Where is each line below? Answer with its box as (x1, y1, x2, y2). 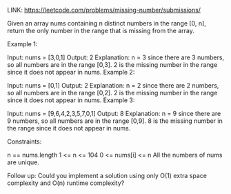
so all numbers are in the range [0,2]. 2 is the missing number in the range (7, 89, 218, 97)
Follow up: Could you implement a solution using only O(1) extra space (7, 172, 207, 180)
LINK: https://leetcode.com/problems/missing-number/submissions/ (7, 6, 201, 14)
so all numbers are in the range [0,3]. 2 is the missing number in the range (7, 61, 218, 68)
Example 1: (7, 40, 38, 48)
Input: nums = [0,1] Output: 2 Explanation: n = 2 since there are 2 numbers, (7, 81, 219, 89)
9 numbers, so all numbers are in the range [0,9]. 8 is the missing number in (7, 117, 223, 125)
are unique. (7, 158, 39, 166)
